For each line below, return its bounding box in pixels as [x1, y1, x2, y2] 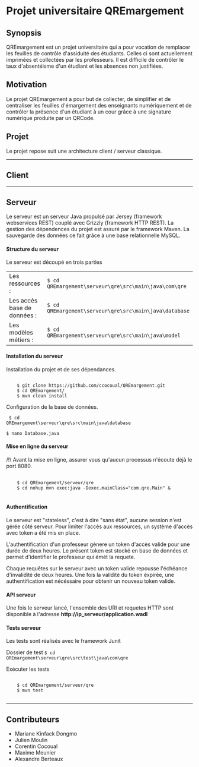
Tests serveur [6, 624, 41, 631]
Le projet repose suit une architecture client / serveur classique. [6, 147, 162, 154]
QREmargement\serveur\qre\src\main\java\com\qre [47, 283, 187, 290]
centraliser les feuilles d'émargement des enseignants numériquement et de [6, 102, 192, 109]
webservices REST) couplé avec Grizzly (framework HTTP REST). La [6, 219, 174, 226]
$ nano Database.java [6, 430, 60, 436]
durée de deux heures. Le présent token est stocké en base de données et [6, 547, 188, 554]
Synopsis [6, 28, 41, 38]
